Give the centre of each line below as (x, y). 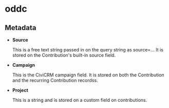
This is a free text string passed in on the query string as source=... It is (88, 50)
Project (20, 90)
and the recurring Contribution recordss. (55, 80)
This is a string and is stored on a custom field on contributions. (80, 100)
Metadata (21, 28)
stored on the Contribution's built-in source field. (64, 55)
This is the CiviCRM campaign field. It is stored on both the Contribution (88, 75)
